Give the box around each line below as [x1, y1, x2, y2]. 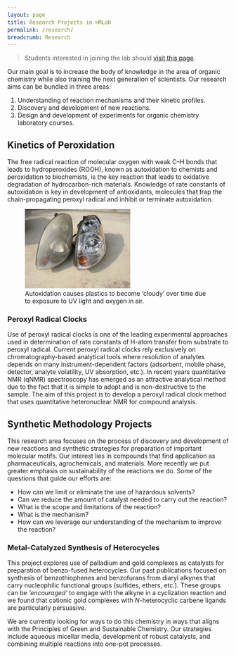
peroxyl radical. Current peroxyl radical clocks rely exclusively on [7, 345, 196, 354]
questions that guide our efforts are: [7, 474, 112, 482]
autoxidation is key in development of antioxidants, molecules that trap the [7, 187, 223, 196]
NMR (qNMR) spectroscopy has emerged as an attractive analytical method [7, 375, 226, 384]
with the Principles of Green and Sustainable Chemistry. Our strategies [7, 625, 212, 633]
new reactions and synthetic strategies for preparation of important [7, 444, 202, 453]
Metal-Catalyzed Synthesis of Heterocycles [7, 543, 160, 553]
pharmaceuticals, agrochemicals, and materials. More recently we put [7, 459, 209, 468]
